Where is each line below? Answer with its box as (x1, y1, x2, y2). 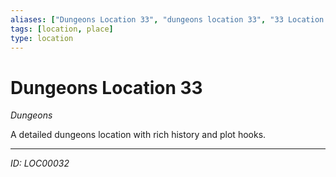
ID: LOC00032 (10, 157, 70, 170)
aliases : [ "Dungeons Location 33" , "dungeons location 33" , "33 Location (10, 14, 325, 25)
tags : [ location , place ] (10, 24, 114, 34)
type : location (10, 33, 74, 43)
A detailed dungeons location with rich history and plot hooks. (10, 129, 267, 141)
